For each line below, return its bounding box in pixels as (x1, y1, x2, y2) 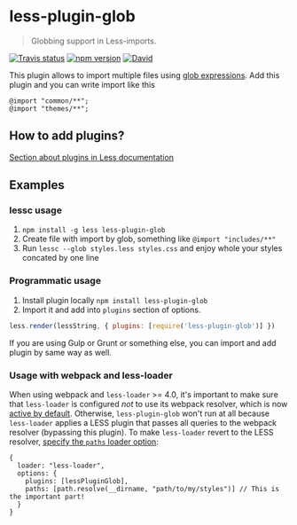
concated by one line (21, 253, 99, 263)
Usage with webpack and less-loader (9, 369, 173, 381)
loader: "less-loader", (17, 461, 105, 470)
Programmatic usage (9, 275, 102, 287)
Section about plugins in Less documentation (9, 152, 175, 162)
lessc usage (9, 204, 62, 216)
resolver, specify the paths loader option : (9, 436, 160, 447)
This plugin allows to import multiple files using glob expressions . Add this (9, 69, 280, 81)
